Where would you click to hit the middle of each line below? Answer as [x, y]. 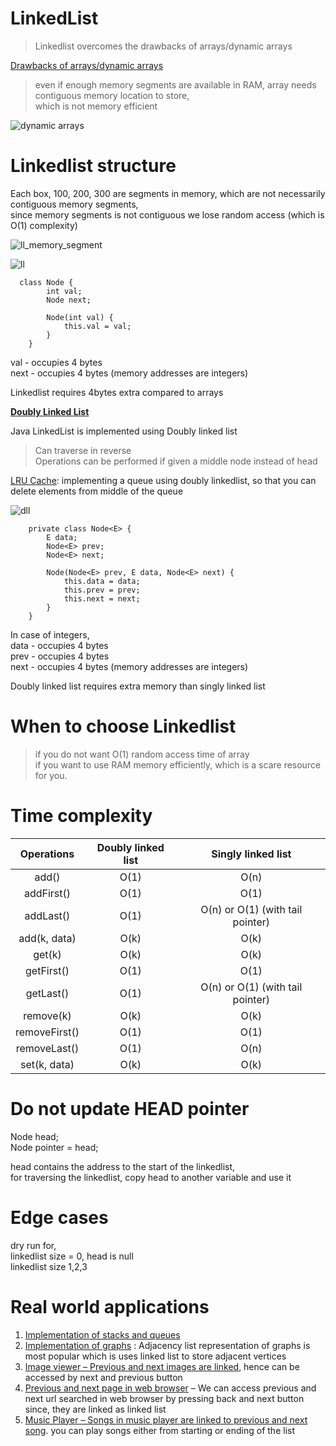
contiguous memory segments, [74, 204]
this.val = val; [97, 326]
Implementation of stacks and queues [102, 1334]
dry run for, [33, 1245]
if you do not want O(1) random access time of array [142, 754]
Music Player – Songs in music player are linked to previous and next [166, 1419]
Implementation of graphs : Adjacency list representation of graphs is [167, 1345]
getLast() [47, 993]
